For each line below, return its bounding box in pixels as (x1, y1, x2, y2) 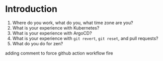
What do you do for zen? (12, 40, 63, 46)
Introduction (5, 3, 58, 15)
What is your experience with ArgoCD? (12, 30, 92, 36)
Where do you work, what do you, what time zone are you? (12, 20, 133, 26)
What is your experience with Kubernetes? (12, 25, 99, 30)
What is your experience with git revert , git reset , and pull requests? (12, 35, 159, 41)
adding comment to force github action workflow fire (5, 50, 113, 56)
